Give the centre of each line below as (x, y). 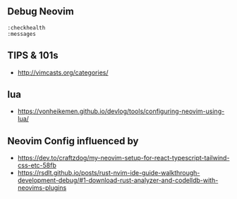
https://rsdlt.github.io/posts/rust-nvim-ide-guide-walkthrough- (109, 173)
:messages (22, 34)
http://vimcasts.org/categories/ (63, 72)
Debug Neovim (41, 12)
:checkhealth (26, 27)
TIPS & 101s (33, 56)
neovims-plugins (42, 188)
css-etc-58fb (37, 165)
